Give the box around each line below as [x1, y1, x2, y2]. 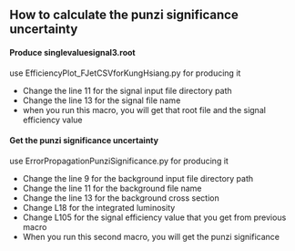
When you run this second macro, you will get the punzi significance [22, 231, 280, 242]
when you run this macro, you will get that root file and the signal [22, 104, 267, 115]
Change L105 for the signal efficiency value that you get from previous [22, 212, 287, 223]
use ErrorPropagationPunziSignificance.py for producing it [9, 155, 229, 166]
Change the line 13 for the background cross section [22, 192, 220, 204]
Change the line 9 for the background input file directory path [22, 173, 254, 183]
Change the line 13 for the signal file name [22, 95, 181, 106]
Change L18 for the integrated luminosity [22, 202, 176, 213]
